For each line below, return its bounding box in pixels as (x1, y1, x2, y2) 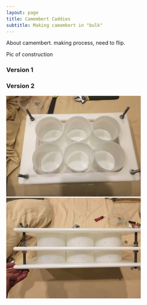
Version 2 (6, 82, 35, 90)
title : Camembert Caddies (6, 16, 71, 22)
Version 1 (6, 66, 34, 74)
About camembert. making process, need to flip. (6, 39, 125, 47)
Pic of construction (6, 51, 53, 58)
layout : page (6, 10, 39, 16)
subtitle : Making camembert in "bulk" (6, 22, 103, 28)
